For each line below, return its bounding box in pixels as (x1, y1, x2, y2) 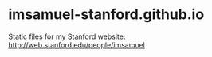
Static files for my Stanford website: (8, 32, 126, 41)
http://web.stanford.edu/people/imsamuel (8, 40, 145, 49)
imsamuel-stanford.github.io (8, 6, 205, 24)
